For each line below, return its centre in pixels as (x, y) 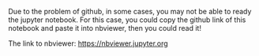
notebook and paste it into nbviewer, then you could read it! (105, 28)
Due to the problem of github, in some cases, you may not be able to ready (130, 11)
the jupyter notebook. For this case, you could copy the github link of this (127, 20)
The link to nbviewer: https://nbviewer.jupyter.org (88, 43)
